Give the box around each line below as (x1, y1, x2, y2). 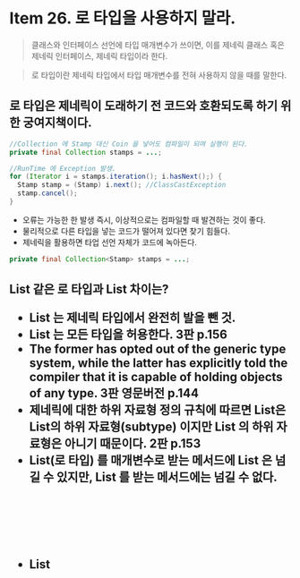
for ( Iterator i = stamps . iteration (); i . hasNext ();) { (9, 172, 222, 182)
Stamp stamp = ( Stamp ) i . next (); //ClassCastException (17, 181, 227, 190)
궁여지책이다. (22, 115, 92, 131)
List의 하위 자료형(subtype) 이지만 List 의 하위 (29, 420, 274, 435)
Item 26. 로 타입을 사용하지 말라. (9, 8, 236, 29)
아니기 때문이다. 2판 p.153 (64, 436, 201, 452)
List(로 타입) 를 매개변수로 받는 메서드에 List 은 (29, 453, 273, 468)
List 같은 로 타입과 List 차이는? (9, 282, 169, 297)
